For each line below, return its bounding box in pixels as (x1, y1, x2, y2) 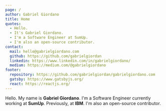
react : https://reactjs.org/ (9, 81, 70, 86)
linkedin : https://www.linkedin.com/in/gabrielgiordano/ (9, 58, 131, 63)
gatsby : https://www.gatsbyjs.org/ (9, 77, 84, 82)
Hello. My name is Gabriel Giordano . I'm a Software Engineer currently (5, 95, 151, 101)
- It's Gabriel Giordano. (9, 30, 64, 35)
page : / (5, 7, 21, 12)
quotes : (5, 21, 21, 26)
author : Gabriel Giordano (5, 12, 59, 17)
